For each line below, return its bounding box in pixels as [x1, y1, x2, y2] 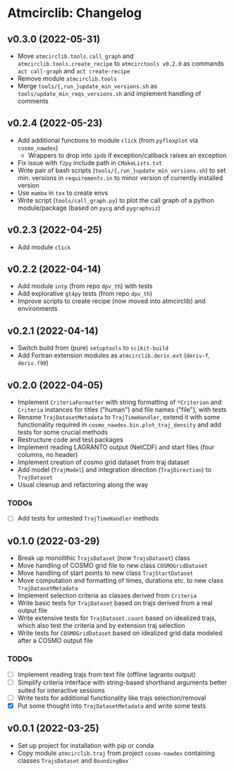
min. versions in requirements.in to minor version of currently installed [17, 173, 223, 182]
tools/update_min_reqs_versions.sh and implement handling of [17, 90, 202, 97]
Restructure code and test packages [17, 436, 123, 444]
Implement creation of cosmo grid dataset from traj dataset [17, 458, 190, 467]
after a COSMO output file [17, 636, 93, 645]
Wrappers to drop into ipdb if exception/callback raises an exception [27, 150, 227, 160]
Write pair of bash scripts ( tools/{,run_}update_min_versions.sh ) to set [17, 166, 226, 174]
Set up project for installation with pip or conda [17, 741, 154, 749]
